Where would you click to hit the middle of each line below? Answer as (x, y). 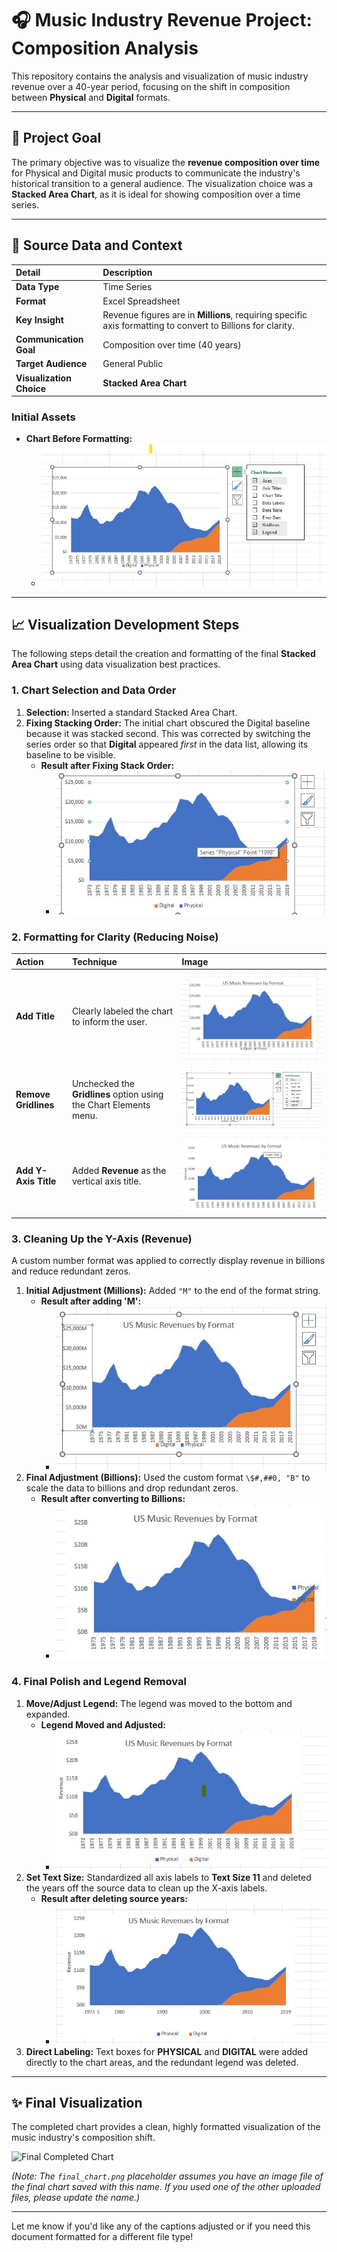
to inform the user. (109, 1021)
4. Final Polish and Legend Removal (99, 1682)
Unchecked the (103, 1083)
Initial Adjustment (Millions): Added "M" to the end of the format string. (173, 1290)
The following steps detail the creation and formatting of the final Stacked (163, 654)
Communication (49, 339)
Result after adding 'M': (91, 1301)
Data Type (37, 287)
